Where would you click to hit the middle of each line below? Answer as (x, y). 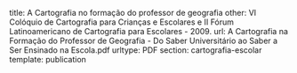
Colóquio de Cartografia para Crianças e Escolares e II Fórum (121, 22)
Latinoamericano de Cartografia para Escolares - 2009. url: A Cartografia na (149, 31)
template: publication (48, 59)
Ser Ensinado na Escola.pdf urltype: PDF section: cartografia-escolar (136, 50)
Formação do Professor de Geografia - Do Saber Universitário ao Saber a (144, 40)
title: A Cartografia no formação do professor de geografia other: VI (133, 13)
